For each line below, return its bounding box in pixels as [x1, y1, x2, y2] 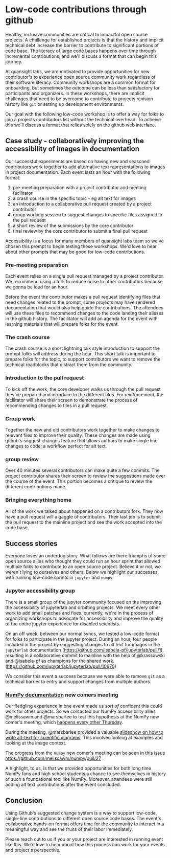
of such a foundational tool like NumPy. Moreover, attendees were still [5, 776, 152, 782]
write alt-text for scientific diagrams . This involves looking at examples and [5, 734, 163, 740]
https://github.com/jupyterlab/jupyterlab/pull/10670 [7, 663, 115, 669]
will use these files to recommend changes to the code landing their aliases [5, 310, 164, 317]
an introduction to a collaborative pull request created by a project [12, 200, 152, 207]
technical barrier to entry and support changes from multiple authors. [5, 679, 152, 685]
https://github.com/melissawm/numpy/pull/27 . [5, 755, 104, 761]
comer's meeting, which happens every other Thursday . [5, 719, 124, 725]
